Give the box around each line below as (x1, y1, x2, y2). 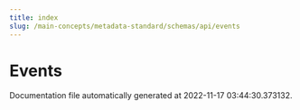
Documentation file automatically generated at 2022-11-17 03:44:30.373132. (9, 90, 293, 101)
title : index (9, 13, 59, 23)
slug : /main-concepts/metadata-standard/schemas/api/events (9, 22, 241, 31)
